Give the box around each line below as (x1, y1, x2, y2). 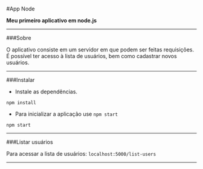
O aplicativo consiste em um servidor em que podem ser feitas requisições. (6, 46, 195, 53)
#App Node (6, 5, 35, 12)
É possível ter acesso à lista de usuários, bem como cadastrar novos (6, 53, 177, 59)
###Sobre (6, 35, 31, 41)
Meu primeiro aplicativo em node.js (6, 17, 97, 24)
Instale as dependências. (14, 88, 77, 95)
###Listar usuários (6, 139, 53, 145)
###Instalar (6, 76, 35, 84)
